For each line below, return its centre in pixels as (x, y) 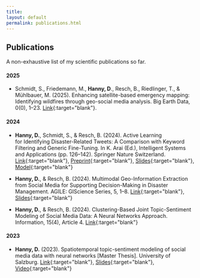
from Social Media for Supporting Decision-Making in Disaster (92, 185)
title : (14, 12)
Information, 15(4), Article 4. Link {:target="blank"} (76, 222)
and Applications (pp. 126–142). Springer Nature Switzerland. (90, 154)
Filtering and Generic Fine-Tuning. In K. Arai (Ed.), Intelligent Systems (100, 148)
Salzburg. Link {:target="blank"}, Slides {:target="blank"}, (84, 262)
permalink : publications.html (44, 23)
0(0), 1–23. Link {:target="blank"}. (56, 108)
